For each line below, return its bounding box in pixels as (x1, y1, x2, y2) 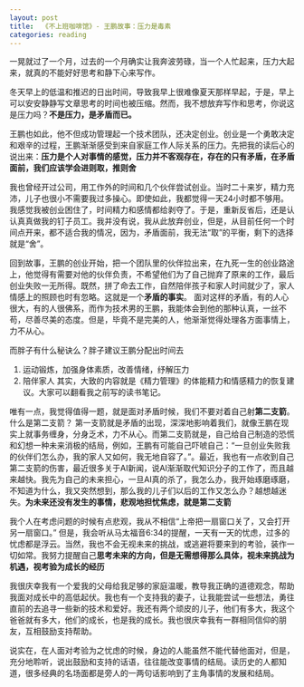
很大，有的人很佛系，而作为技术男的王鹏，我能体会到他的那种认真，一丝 (9, 303, 279, 314)
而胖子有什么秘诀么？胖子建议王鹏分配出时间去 (9, 345, 184, 356)
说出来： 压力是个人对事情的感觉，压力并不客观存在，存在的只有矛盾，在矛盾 (9, 151, 295, 162)
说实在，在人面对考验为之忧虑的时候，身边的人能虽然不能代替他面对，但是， (9, 645, 295, 656)
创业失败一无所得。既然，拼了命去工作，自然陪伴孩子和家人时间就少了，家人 (9, 280, 295, 291)
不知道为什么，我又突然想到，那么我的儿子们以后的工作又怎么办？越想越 (9, 486, 279, 497)
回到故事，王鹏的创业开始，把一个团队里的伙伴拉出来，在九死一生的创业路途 (9, 257, 295, 268)
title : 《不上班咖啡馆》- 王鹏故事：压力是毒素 (9, 22, 172, 31)
